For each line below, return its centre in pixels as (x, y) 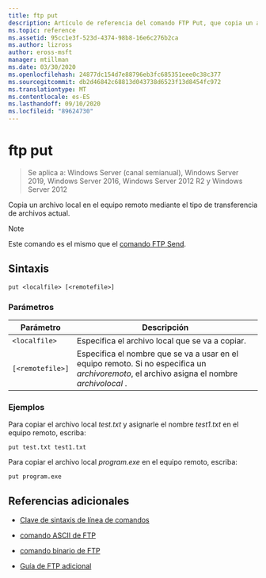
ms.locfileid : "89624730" (51, 112)
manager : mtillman (38, 60)
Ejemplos (27, 407)
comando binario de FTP (60, 551)
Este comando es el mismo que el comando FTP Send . (97, 243)
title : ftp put (33, 15)
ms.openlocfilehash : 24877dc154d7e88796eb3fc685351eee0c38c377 (115, 75)
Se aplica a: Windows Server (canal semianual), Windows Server (133, 172)
